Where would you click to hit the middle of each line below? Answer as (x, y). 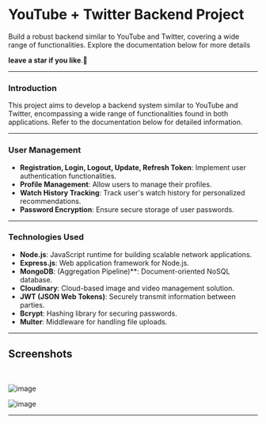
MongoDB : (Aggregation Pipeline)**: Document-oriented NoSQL (125, 271)
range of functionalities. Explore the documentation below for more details (129, 44)
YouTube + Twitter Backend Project (126, 15)
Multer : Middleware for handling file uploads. (93, 321)
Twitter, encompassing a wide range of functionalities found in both (118, 114)
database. (36, 279)
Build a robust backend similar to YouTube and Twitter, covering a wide (124, 36)
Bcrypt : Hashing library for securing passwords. (99, 313)
